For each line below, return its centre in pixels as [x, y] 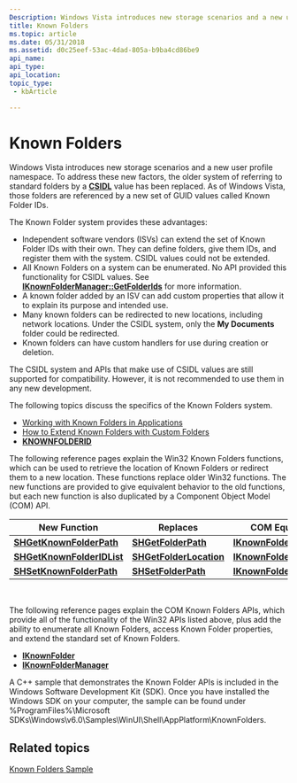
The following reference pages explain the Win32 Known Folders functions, [147, 459]
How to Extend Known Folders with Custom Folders [116, 432]
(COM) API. [30, 506]
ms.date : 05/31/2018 [47, 42]
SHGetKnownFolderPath [66, 543]
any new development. [51, 388]
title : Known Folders [49, 26]
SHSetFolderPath [169, 571]
